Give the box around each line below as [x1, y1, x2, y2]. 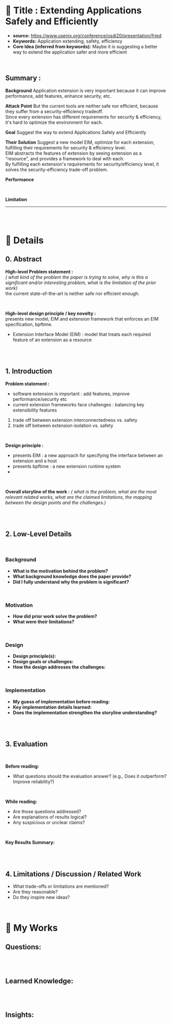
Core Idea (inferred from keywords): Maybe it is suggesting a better [12, 43, 158, 49]
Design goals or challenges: [12, 659, 74, 665]
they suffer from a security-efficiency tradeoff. [5, 108, 103, 115]
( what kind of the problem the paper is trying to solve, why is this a [5, 274, 148, 280]
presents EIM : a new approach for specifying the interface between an [12, 452, 163, 458]
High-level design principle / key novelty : [5, 310, 96, 316]
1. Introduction [5, 367, 52, 376]
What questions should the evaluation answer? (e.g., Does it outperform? [12, 773, 167, 779]
